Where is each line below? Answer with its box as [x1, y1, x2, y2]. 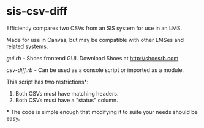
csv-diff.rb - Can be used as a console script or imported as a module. [6, 66, 184, 74]
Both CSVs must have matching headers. [15, 90, 119, 97]
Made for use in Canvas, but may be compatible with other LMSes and [6, 36, 184, 43]
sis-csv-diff [6, 4, 68, 18]
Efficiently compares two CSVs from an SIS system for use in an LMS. [6, 24, 183, 32]
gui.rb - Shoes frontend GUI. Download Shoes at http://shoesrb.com [6, 54, 179, 62]
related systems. [6, 43, 48, 50]
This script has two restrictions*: [6, 78, 89, 85]
